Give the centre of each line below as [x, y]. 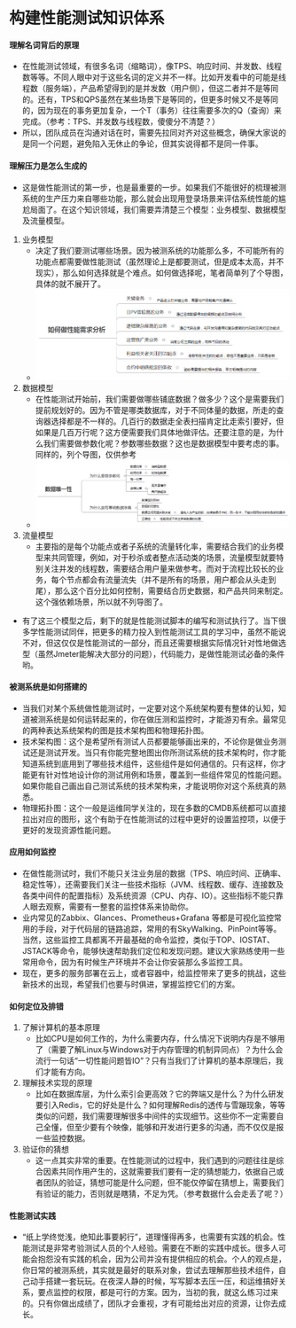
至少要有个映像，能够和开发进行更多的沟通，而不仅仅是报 [179, 1128]
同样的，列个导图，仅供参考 [86, 455]
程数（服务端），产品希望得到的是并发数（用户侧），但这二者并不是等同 [150, 89]
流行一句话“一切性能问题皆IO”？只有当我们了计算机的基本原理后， [156, 1061]
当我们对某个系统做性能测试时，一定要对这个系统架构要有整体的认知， [150, 708]
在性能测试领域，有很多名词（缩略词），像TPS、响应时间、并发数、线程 [152, 66]
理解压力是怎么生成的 [48, 166]
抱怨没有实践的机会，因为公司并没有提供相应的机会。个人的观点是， [162, 1259]
